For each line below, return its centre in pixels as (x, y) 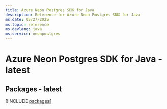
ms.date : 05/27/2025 (27, 19)
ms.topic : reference (27, 24)
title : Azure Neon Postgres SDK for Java (50, 10)
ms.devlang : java (24, 29)
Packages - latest (34, 89)
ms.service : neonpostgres (33, 34)
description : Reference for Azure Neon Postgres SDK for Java (73, 15)
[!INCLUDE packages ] (28, 101)
